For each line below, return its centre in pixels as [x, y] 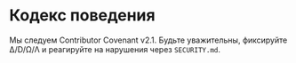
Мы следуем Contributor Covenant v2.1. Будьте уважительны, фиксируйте [148, 40]
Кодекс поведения [82, 16]
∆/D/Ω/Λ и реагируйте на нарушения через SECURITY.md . [115, 49]
